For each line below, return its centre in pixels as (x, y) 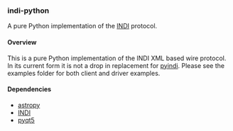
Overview (22, 42)
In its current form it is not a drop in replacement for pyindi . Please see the (116, 65)
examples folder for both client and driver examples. (84, 73)
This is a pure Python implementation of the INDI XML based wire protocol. (117, 58)
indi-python (28, 11)
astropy (29, 105)
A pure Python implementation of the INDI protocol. (82, 26)
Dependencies (29, 89)
